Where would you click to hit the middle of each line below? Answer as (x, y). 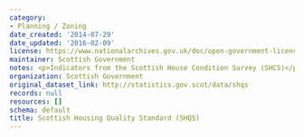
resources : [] (36, 101)
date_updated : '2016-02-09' (62, 43)
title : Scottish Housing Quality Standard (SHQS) (105, 118)
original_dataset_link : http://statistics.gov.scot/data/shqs (129, 85)
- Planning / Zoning (48, 26)
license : (26, 51)
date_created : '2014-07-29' (62, 34)
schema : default (40, 110)
